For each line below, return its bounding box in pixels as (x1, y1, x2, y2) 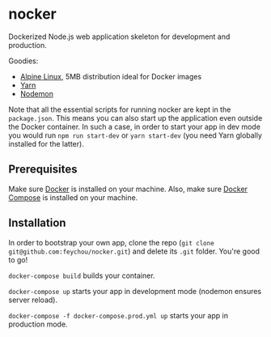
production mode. (8, 319, 68, 329)
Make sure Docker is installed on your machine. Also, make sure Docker (8, 184, 248, 194)
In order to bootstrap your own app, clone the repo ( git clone (8, 237, 214, 247)
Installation (8, 216, 66, 230)
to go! (8, 254, 28, 264)
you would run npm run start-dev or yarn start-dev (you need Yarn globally (8, 130, 263, 140)
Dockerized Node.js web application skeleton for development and (8, 32, 231, 41)
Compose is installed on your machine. (8, 192, 138, 203)
